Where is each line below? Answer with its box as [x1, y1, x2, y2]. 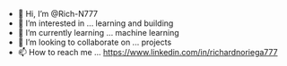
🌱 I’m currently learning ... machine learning [17, 28, 179, 37]
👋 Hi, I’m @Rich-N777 [17, 9, 99, 19]
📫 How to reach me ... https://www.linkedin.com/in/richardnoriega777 [17, 47, 278, 57]
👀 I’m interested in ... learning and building [17, 18, 174, 29]
